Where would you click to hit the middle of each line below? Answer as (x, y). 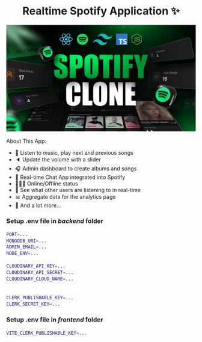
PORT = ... (17, 234)
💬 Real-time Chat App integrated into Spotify (70, 177)
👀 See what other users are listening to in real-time (78, 190)
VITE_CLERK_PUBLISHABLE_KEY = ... (47, 333)
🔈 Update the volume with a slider (58, 160)
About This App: (26, 141)
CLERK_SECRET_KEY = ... (33, 304)
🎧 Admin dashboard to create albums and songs (76, 169)
